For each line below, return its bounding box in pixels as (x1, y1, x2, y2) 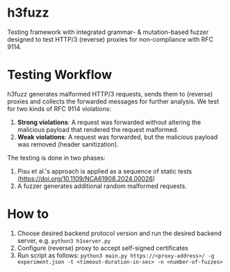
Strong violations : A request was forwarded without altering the (17, 118, 202, 126)
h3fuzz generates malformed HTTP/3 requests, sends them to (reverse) (7, 90, 213, 98)
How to (7, 206, 49, 222)
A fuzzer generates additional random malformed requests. (17, 182, 188, 190)
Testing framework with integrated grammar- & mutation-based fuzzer (7, 28, 209, 36)
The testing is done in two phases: (7, 153, 106, 162)
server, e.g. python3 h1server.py (17, 236, 111, 244)
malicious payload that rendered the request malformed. (17, 125, 179, 133)
